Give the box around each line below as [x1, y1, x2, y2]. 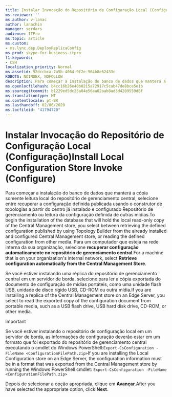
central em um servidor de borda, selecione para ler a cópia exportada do [5, 276, 161, 282]
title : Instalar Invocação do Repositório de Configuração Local [5, 7, 147, 13]
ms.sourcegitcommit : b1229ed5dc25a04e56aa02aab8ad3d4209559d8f [5, 88, 143, 94]
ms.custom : [5, 41, 29, 46]
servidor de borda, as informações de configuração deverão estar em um [5, 334, 160, 340]
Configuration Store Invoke [5, 162, 123, 174]
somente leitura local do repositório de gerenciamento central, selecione [5, 195, 159, 201]
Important [5, 318, 26, 324]
